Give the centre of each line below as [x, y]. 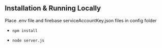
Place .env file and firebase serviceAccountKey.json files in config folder [81, 20]
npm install [25, 31]
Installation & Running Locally [53, 8]
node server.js [28, 40]
